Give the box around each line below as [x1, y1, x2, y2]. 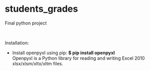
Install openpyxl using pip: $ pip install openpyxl [12, 50, 115, 56]
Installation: [5, 39, 29, 46]
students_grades [5, 3, 79, 15]
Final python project [5, 20, 47, 26]
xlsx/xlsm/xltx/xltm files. [12, 60, 63, 66]
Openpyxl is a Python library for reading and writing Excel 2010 [12, 55, 145, 61]
